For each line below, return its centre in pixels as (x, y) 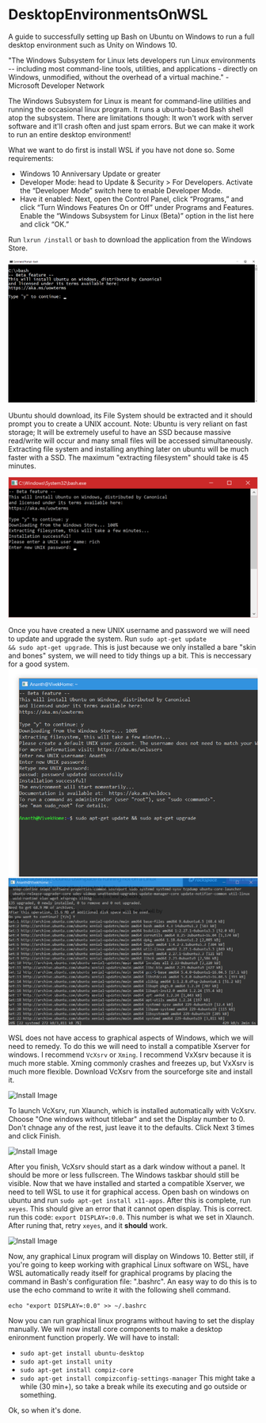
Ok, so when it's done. (45, 1410)
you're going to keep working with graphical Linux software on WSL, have (129, 1265)
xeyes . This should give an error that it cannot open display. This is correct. (130, 1209)
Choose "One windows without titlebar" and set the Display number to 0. (127, 1120)
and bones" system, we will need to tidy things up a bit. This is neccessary (130, 656)
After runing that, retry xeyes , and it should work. (88, 1226)
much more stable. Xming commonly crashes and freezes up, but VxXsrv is (131, 1063)
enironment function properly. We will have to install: (94, 1337)
